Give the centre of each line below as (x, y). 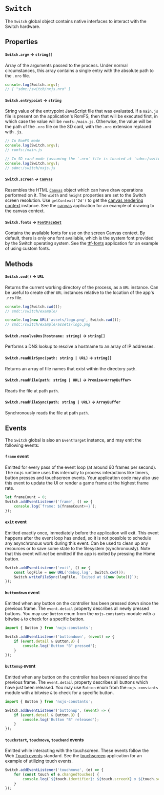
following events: (22, 445)
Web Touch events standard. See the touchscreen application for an (73, 756)
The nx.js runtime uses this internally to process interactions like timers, (77, 473)
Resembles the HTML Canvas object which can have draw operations (74, 190)
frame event (17, 457)
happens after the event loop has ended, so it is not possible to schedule (78, 538)
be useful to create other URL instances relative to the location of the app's (80, 292)
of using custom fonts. (28, 248)
